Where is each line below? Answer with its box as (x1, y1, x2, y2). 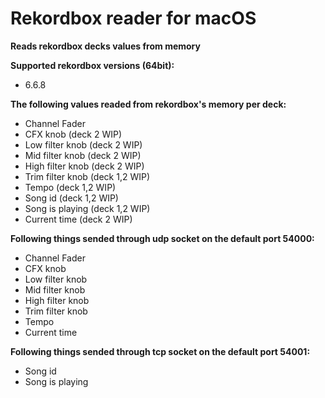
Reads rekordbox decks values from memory (10, 40, 201, 52)
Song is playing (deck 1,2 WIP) (24, 202, 151, 214)
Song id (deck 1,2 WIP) (24, 192, 119, 204)
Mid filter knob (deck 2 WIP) (24, 149, 142, 161)
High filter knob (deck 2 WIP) (24, 160, 145, 172)
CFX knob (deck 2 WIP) (24, 128, 123, 140)
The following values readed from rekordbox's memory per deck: (10, 98, 287, 110)
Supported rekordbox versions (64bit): (10, 59, 175, 71)
